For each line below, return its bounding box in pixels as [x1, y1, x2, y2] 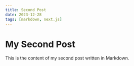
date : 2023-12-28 [5, 12, 42, 17]
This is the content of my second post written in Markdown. [5, 55, 129, 61]
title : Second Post [5, 7, 47, 13]
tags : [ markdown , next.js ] [5, 17, 62, 22]
